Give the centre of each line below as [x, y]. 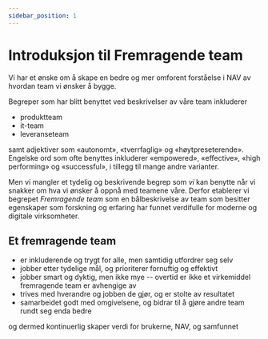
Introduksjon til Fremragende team [126, 55]
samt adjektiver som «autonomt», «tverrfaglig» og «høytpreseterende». [126, 150]
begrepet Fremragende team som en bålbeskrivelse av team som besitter [129, 199]
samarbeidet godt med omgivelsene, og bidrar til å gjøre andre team [132, 303]
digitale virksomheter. [44, 216]
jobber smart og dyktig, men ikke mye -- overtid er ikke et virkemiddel [135, 277]
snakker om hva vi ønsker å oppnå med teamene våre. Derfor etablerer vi [129, 190]
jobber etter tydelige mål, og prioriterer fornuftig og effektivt [119, 269]
